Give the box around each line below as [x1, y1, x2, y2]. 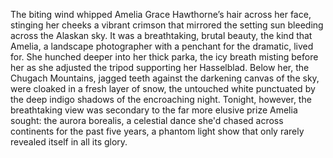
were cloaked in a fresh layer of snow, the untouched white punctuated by [10, 83, 316, 94]
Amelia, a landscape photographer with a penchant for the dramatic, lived [10, 40, 314, 52]
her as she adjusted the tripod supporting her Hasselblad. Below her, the [10, 62, 310, 73]
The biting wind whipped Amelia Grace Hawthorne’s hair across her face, [10, 9, 312, 20]
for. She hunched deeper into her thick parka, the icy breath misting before [10, 51, 319, 63]
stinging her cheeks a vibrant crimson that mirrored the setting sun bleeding [10, 19, 324, 31]
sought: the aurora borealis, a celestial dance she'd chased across [10, 115, 284, 126]
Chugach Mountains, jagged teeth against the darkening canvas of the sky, [10, 72, 320, 84]
